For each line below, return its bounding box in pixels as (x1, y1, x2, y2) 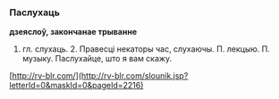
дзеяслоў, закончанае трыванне (9, 27, 137, 37)
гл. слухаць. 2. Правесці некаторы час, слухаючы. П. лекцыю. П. (21, 44, 270, 54)
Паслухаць (9, 6, 61, 19)
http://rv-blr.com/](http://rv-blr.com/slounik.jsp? (12, 70, 189, 81)
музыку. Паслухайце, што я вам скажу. (21, 54, 173, 64)
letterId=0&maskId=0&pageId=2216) (9, 80, 144, 91)
